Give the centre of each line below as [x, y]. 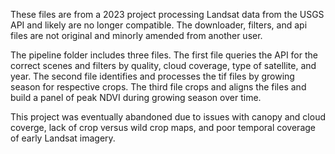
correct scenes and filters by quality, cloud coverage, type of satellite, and [163, 65]
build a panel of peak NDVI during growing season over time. [136, 97]
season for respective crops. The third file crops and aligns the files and [158, 87]
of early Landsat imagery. [63, 138]
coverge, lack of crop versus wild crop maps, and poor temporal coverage [163, 127]
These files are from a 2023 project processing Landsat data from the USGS [167, 14]
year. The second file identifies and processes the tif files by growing [152, 76]
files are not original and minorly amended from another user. [136, 35]
